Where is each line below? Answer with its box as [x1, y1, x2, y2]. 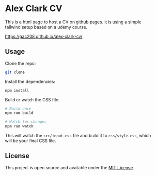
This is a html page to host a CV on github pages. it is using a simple [5, 19, 141, 25]
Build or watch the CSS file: [5, 96, 60, 102]
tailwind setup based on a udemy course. [5, 24, 88, 30]
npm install [5, 88, 29, 93]
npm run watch [5, 124, 34, 129]
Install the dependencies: [5, 79, 56, 84]
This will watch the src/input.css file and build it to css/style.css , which [5, 133, 151, 138]
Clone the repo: [5, 60, 36, 66]
